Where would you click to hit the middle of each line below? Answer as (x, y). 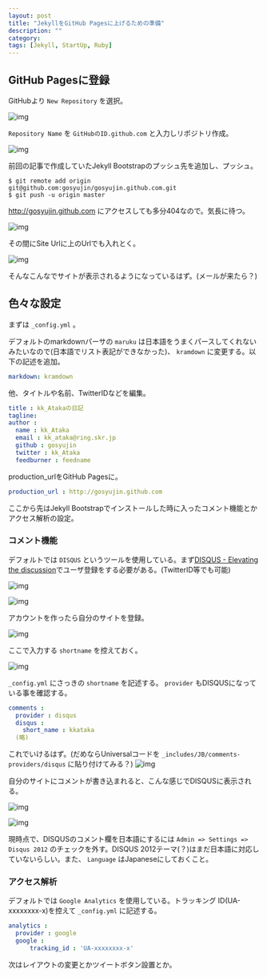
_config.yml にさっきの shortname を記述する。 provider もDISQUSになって (133, 682)
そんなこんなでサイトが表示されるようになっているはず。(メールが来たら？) (133, 275)
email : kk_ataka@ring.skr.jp (66, 438)
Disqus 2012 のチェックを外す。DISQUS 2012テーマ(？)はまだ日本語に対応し (134, 849)
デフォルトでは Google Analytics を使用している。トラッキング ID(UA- (125, 901)
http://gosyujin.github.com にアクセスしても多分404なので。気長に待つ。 (129, 211)
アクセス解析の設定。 (43, 518)
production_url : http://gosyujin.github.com (85, 492)
